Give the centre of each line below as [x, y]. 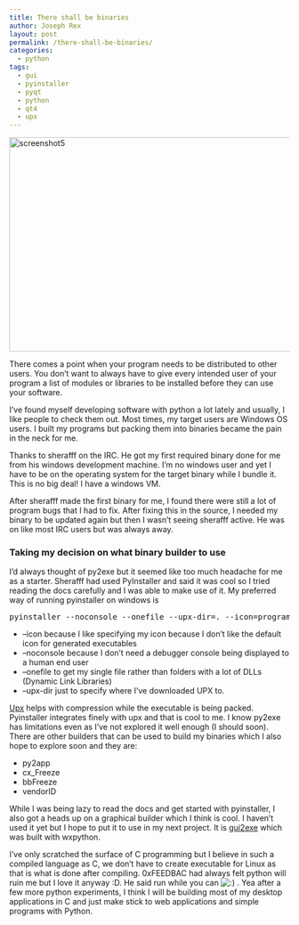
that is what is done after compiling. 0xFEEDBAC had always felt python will [148, 873]
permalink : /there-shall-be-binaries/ [81, 42]
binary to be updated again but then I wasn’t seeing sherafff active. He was [147, 520]
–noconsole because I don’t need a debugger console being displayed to [155, 653]
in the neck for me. [44, 438]
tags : [19, 68]
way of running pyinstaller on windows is [84, 600]
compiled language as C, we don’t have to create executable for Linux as [143, 864]
